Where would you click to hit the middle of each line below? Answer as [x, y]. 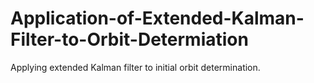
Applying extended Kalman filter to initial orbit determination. [135, 67]
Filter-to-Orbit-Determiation [129, 39]
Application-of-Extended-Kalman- [157, 18]
